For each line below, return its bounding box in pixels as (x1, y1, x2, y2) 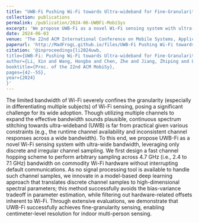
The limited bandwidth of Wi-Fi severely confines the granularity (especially (6, 97, 191, 104)
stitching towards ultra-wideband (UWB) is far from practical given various (6, 122, 188, 129)
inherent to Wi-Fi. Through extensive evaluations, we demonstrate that (6, 197, 179, 205)
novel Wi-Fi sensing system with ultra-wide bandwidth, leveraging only (6, 141, 179, 148)
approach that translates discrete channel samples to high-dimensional (6, 179, 179, 186)
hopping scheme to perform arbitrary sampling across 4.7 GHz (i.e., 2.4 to (6, 154, 187, 160)
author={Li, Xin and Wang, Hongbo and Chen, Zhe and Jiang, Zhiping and (6, 58, 190, 64)
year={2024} (6, 75, 36, 81)
